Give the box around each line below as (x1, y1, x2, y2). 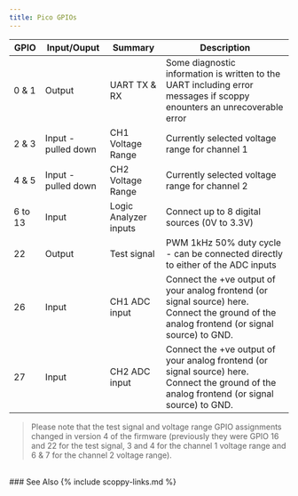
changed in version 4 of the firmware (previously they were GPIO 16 (30, 430, 279, 441)
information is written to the (165, 68, 281, 80)
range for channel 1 (165, 143, 248, 156)
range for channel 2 (165, 180, 248, 192)
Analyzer (109, 211, 147, 223)
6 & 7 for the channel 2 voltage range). (30, 450, 173, 460)
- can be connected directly (165, 247, 284, 260)
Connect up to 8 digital (165, 205, 262, 218)
